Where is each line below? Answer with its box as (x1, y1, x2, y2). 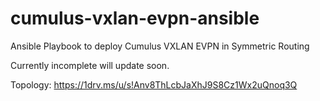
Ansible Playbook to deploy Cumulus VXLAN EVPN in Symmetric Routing (10, 40, 310, 52)
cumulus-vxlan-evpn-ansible (10, 7, 260, 30)
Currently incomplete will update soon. (10, 59, 170, 71)
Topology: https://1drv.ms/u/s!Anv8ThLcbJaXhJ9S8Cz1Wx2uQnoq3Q (10, 78, 298, 91)
